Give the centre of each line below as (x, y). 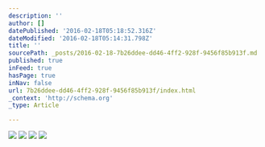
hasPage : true (32, 76)
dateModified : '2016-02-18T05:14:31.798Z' (81, 38)
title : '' (25, 46)
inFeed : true (30, 68)
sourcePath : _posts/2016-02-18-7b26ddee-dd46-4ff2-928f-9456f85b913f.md (133, 53)
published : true (35, 61)
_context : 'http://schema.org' (61, 98)
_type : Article (34, 105)
